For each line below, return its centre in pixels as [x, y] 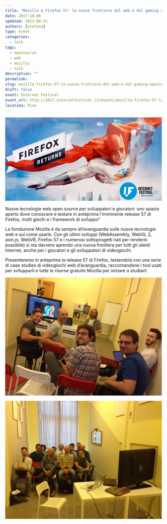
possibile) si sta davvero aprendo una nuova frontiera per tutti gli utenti [78, 245]
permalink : [16, 79]
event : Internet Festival [32, 95]
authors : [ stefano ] [25, 26]
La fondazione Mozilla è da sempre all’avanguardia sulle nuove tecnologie [81, 229]
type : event [17, 32]
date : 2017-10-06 [23, 16]
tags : [11, 47]
